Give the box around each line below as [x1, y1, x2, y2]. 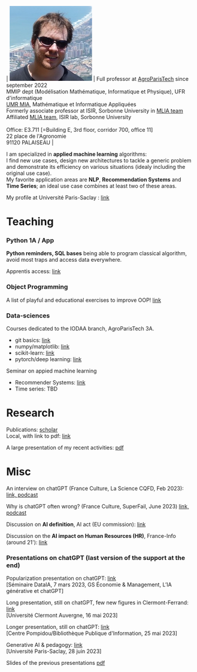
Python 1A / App [6, 237, 54, 245]
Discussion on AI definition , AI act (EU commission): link [6, 520, 146, 528]
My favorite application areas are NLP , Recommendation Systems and [6, 176, 181, 183]
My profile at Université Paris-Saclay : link [6, 194, 110, 201]
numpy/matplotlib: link [14, 343, 70, 350]
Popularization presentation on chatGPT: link [6, 575, 117, 582]
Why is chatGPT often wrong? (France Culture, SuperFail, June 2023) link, [6, 503, 189, 510]
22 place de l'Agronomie [6, 132, 67, 140]
